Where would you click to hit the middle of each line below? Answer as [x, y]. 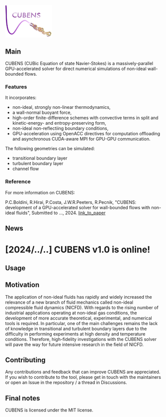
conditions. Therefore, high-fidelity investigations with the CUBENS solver [81, 339]
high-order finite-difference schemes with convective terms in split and [85, 118]
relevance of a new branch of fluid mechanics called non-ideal [69, 302]
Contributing [25, 360]
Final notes [23, 398]
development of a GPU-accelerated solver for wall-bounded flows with [78, 207]
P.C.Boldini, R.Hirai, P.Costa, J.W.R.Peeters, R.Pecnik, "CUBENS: [71, 202]
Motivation [22, 285]
